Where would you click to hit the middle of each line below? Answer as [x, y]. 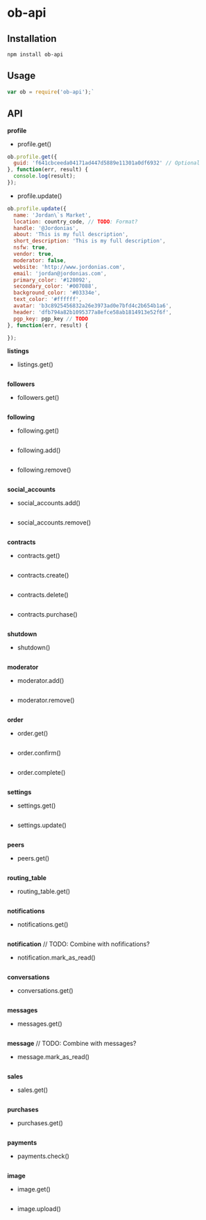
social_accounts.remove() [54, 523]
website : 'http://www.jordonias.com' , [70, 267]
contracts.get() [38, 556]
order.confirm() [39, 753]
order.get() [33, 734]
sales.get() [33, 1090]
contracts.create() [43, 576]
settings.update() [42, 825]
